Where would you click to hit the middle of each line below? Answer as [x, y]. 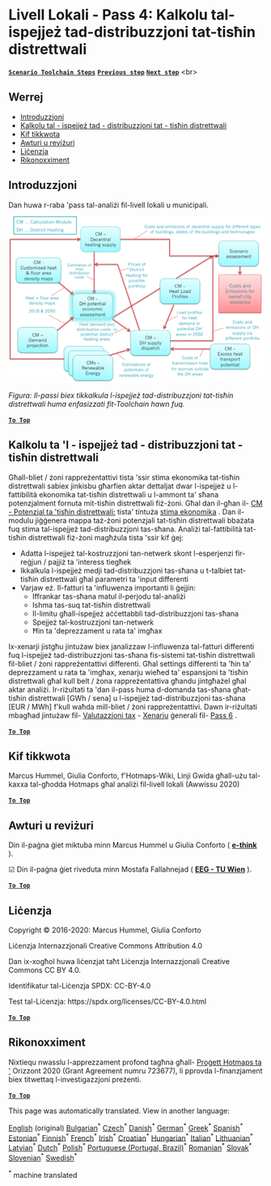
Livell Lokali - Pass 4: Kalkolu [108, 15]
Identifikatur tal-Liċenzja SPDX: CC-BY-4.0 [80, 986]
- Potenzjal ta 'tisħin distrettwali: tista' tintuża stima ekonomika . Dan [122, 511]
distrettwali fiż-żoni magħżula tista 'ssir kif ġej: [106, 537]
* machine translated [43, 1174]
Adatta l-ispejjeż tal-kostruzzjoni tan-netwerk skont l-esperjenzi [127, 553]
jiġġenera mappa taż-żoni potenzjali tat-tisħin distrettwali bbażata [145, 520]
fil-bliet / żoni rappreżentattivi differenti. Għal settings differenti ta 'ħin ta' [130, 663]
